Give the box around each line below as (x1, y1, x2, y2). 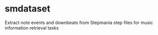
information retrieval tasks (5, 24, 59, 30)
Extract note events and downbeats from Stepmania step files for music (5, 19, 153, 25)
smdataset (5, 3, 51, 14)
